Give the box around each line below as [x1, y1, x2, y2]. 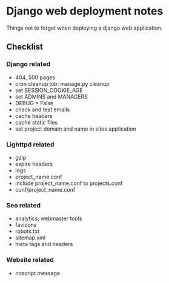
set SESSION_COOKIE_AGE [15, 86, 83, 94]
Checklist [6, 42, 44, 52]
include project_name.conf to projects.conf [15, 180, 123, 187]
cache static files [15, 119, 58, 126]
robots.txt [15, 228, 40, 235]
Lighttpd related [6, 140, 55, 149]
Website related [6, 256, 55, 264]
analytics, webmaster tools [15, 215, 82, 222]
